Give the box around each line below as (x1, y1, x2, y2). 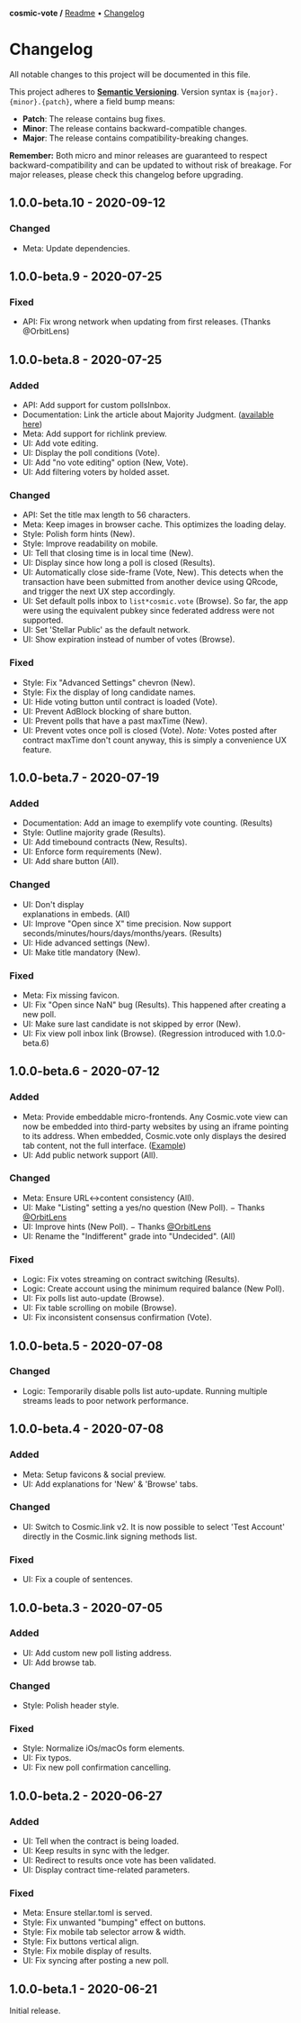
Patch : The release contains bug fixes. (22, 113, 166, 124)
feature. (22, 743, 52, 755)
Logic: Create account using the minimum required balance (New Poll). (22, 1283, 285, 1294)
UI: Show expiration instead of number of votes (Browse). (22, 634, 235, 645)
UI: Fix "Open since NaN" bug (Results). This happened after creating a (22, 999, 287, 1010)
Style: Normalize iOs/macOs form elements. (22, 1743, 185, 1754)
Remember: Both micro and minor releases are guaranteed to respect (9, 150, 268, 160)
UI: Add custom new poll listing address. (22, 1647, 173, 1658)
